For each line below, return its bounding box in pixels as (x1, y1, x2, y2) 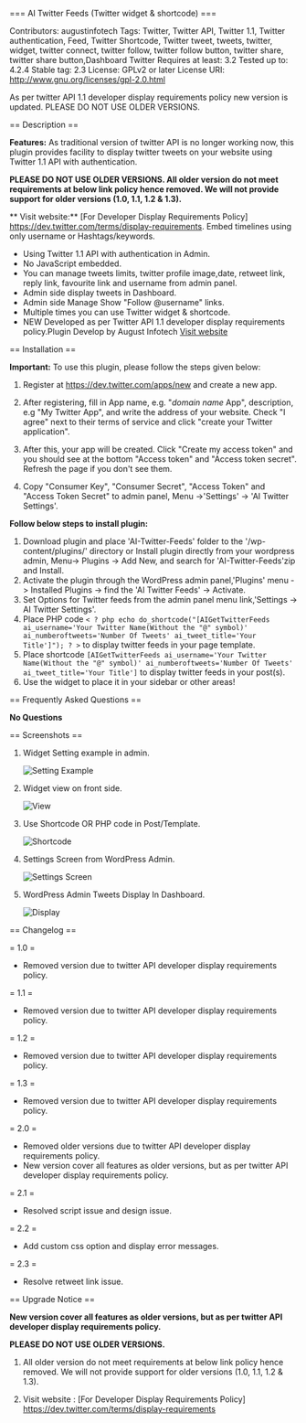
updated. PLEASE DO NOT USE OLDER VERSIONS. (9, 102, 201, 112)
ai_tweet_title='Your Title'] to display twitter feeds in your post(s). (22, 667, 286, 678)
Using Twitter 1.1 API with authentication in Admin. (22, 249, 211, 259)
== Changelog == (9, 925, 77, 936)
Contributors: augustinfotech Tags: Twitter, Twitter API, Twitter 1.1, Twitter (9, 26, 286, 36)
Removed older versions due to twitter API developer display (22, 1140, 251, 1151)
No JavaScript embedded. (22, 258, 121, 269)
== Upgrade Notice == (9, 1294, 96, 1304)
